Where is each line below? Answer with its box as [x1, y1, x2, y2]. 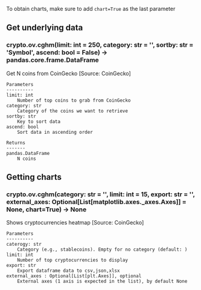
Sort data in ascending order [17, 129, 94, 135]
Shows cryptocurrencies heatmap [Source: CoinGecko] [6, 219, 144, 226]
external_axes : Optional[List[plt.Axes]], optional [6, 273, 142, 279]
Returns [6, 139, 26, 146]
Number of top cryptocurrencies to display [17, 257, 129, 263]
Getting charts [6, 172, 62, 182]
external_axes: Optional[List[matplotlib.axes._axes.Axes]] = [6, 198, 187, 206]
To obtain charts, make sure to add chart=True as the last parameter [6, 5, 176, 12]
